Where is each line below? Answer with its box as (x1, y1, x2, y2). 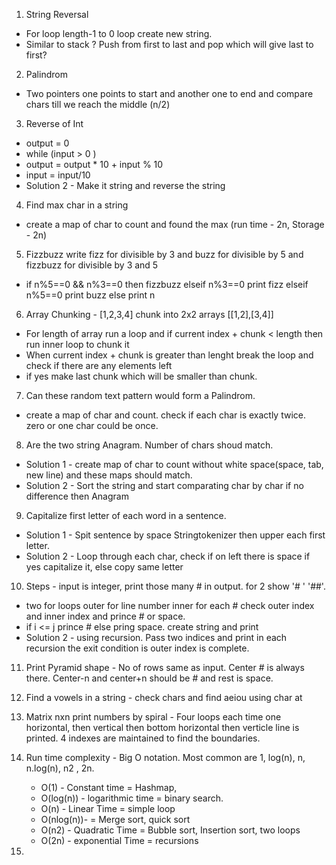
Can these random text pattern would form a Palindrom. (25, 390, 256, 401)
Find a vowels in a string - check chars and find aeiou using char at (25, 692, 303, 703)
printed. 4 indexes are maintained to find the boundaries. (25, 732, 261, 744)
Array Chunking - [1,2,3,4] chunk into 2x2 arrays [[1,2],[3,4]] (25, 309, 274, 320)
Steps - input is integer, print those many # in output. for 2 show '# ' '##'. (25, 580, 326, 592)
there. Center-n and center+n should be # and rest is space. (25, 672, 274, 684)
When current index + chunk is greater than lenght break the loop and (25, 349, 314, 361)
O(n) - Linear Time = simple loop (40, 803, 176, 814)
